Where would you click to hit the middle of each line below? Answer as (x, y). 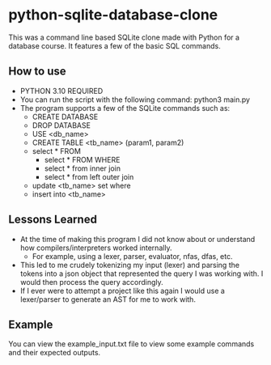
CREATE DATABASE (65, 117)
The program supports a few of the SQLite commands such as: (125, 108)
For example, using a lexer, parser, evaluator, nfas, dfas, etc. (132, 256)
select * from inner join (83, 168)
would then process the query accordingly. (91, 282)
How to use (37, 72)
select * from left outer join (89, 176)
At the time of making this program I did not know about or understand (138, 239)
